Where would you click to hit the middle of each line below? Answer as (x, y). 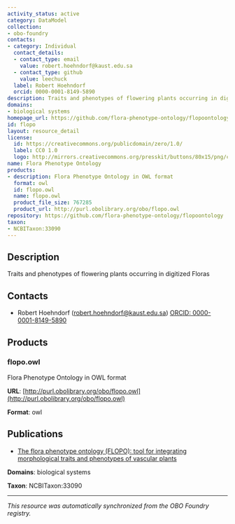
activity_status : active (43, 14)
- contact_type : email (47, 60)
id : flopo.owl (34, 190)
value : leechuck (44, 79)
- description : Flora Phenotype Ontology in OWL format (90, 177)
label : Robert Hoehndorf (50, 85)
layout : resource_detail (43, 131)
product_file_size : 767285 (53, 203)
